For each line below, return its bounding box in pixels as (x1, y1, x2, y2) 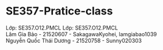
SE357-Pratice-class (5, 4, 113, 18)
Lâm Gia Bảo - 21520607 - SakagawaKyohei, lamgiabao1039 (5, 30, 158, 37)
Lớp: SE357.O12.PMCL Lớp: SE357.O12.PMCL (5, 24, 118, 31)
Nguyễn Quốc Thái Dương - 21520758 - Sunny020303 (5, 37, 142, 44)
